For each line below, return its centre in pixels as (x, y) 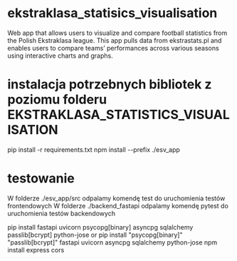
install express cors (36, 250)
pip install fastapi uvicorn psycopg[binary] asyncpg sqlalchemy (100, 227)
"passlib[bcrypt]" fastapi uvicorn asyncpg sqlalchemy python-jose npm (112, 242)
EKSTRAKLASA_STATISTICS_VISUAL (118, 115)
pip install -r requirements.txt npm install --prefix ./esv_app (94, 149)
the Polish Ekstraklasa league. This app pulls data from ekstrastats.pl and (115, 40)
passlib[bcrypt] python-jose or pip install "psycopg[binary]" (95, 235)
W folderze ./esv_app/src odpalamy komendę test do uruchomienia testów (116, 198)
